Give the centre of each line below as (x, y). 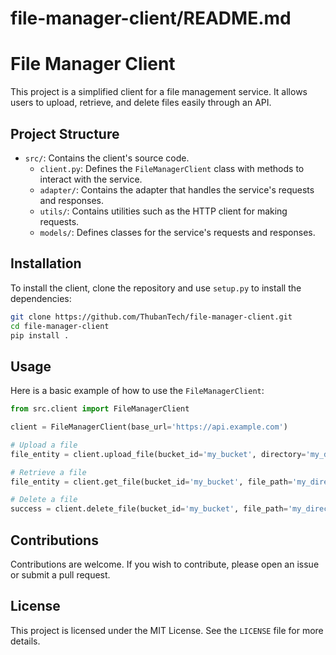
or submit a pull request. (60, 575)
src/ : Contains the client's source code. (107, 158)
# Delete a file (44, 500)
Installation (46, 263)
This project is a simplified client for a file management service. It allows (159, 92)
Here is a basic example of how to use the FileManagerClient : (137, 391)
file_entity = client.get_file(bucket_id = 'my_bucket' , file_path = (151, 482)
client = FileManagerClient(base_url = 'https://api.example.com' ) (149, 427)
